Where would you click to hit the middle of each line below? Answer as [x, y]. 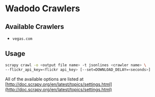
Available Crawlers [35, 27]
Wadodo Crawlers [43, 9]
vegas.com [22, 39]
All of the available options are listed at [44, 79]
